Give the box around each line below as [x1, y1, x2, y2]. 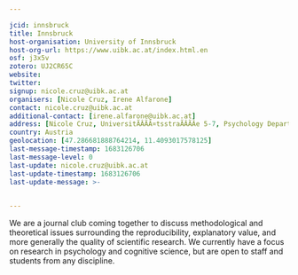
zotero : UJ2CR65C [9, 62, 74, 71]
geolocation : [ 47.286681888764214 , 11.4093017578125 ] [9, 137, 213, 145]
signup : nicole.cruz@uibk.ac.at [9, 86, 129, 96]
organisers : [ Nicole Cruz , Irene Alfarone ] [9, 95, 173, 104]
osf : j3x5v [9, 54, 50, 63]
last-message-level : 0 [9, 153, 93, 161]
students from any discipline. [9, 255, 115, 266]
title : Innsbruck [9, 28, 74, 38]
